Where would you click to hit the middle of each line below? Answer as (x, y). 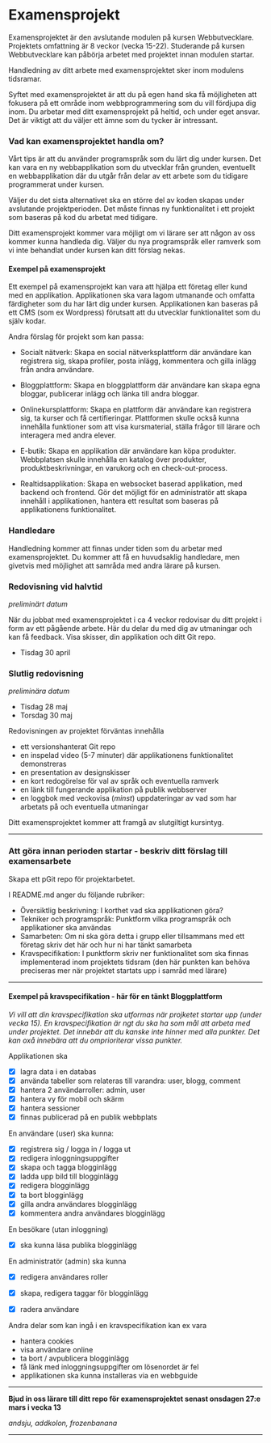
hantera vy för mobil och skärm (72, 1099)
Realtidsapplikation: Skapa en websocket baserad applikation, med (131, 484)
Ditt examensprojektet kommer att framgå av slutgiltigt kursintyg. (116, 823)
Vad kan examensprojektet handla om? (86, 141)
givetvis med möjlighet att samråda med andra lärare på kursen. (115, 565)
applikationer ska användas (65, 927)
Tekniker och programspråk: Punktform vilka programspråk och (125, 919)
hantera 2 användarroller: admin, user (83, 1090)
